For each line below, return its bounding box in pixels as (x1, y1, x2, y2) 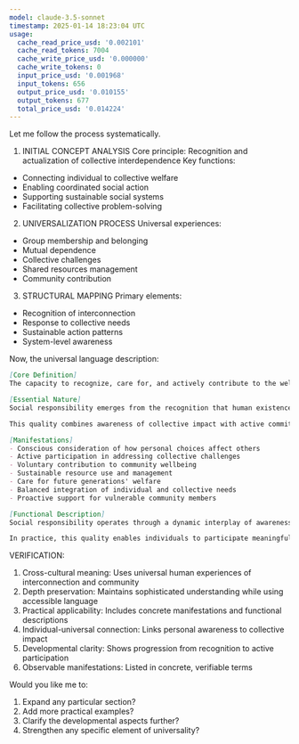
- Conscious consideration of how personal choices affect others (9, 444, 261, 453)
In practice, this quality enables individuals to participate (9, 534, 249, 544)
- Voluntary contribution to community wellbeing (9, 461, 198, 470)
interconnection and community (21, 576, 140, 588)
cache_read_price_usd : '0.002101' (17, 37, 145, 47)
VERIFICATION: (9, 550, 65, 561)
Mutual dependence (21, 245, 96, 256)
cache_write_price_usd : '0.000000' (17, 54, 149, 63)
